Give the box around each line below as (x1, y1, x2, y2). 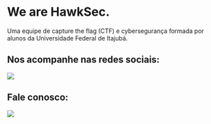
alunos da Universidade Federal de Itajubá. (7, 34, 128, 42)
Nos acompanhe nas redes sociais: (7, 54, 160, 66)
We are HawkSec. (7, 4, 110, 20)
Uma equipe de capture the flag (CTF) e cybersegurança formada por (7, 27, 204, 35)
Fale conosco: (7, 92, 69, 103)
